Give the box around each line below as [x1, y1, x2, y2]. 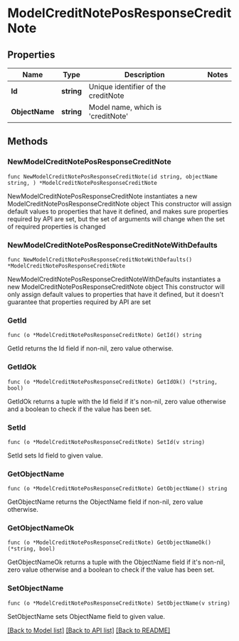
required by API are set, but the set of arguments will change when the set [7, 214, 225, 223]
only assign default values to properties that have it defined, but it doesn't [7, 290, 224, 298]
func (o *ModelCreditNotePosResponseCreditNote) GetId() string [7, 332, 202, 339]
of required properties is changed [7, 222, 106, 231]
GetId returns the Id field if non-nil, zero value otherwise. [7, 344, 174, 353]
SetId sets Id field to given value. [7, 451, 103, 460]
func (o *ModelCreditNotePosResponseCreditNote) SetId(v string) [7, 438, 205, 445]
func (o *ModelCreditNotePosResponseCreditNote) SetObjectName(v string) [7, 600, 231, 607]
